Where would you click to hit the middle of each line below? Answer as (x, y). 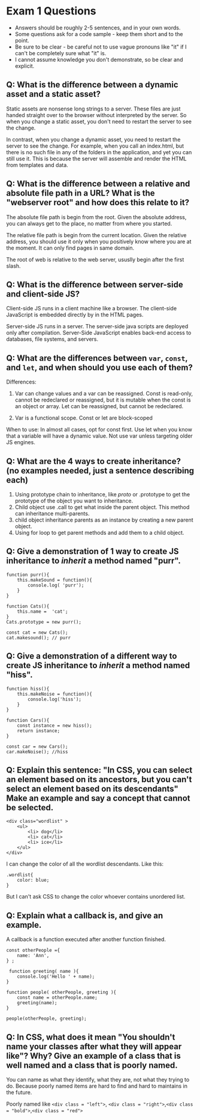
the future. (19, 1092)
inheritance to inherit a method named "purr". (93, 561)
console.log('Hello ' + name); (56, 977)
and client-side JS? (43, 294)
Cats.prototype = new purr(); (44, 622)
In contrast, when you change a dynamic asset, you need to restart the (93, 139)
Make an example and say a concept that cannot (98, 799)
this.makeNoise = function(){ (55, 694)
